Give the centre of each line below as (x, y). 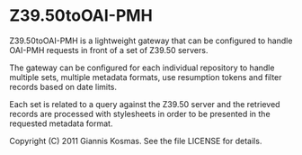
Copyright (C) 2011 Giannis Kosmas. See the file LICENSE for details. (136, 141)
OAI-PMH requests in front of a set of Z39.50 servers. (109, 50)
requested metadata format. (61, 123)
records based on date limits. (63, 87)
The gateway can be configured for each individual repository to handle (142, 68)
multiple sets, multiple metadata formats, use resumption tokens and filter (146, 77)
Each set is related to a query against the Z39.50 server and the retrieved (145, 104)
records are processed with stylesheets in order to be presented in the (140, 114)
